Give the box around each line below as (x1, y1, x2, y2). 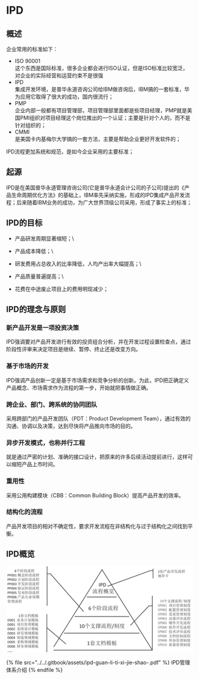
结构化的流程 (6, 508, 43, 516)
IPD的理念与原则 (6, 304, 66, 315)
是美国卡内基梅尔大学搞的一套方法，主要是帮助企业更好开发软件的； (14, 135, 181, 143)
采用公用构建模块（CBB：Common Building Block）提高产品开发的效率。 (6, 491, 184, 499)
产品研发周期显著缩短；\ (14, 235, 74, 242)
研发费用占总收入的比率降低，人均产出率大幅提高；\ (14, 260, 142, 267)
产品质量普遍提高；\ (14, 273, 64, 280)
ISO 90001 (14, 58, 41, 64)
